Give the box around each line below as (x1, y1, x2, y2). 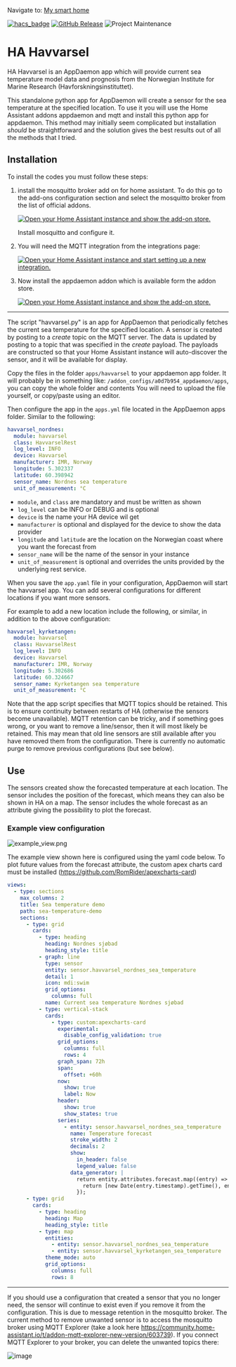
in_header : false (76, 1156, 128, 1163)
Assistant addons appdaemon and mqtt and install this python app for (7, 110, 209, 119)
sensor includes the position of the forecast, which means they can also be (7, 791, 225, 800)
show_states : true (63, 1110, 118, 1117)
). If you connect (171, 1330, 219, 1339)
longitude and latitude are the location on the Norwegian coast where (17, 534, 223, 544)
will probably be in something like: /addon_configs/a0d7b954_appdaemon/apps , (7, 376, 229, 385)
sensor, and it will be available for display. (7, 355, 128, 364)
